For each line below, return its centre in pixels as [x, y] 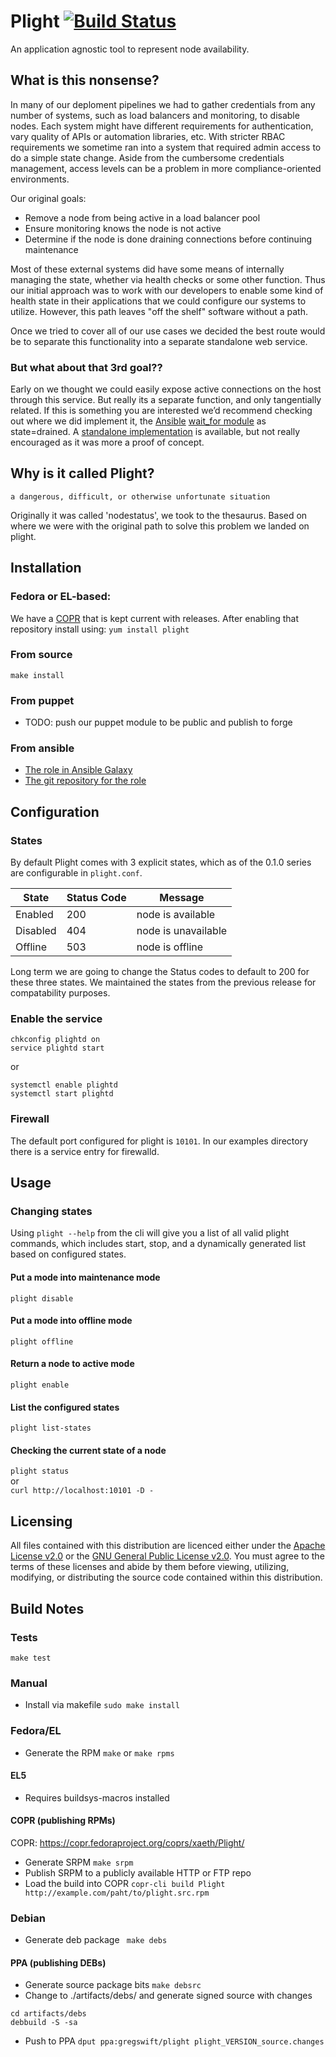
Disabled [36, 931]
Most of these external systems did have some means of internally [147, 269]
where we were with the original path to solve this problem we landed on [160, 526]
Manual [29, 1683]
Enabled [34, 915]
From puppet [42, 700]
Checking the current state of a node [88, 1450]
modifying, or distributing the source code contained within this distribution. [166, 1577]
